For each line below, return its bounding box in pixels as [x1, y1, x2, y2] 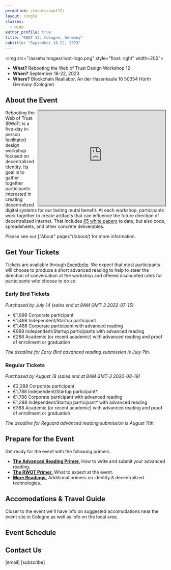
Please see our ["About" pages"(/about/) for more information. [5, 233, 136, 239]
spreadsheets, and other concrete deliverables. [5, 223, 105, 229]
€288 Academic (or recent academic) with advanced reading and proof [12, 333, 163, 340]
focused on [5, 153, 30, 159]
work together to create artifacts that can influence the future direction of [5, 212, 159, 219]
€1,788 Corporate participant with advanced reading [12, 394, 123, 400]
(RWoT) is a [5, 120, 30, 126]
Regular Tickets [5, 361, 45, 369]
